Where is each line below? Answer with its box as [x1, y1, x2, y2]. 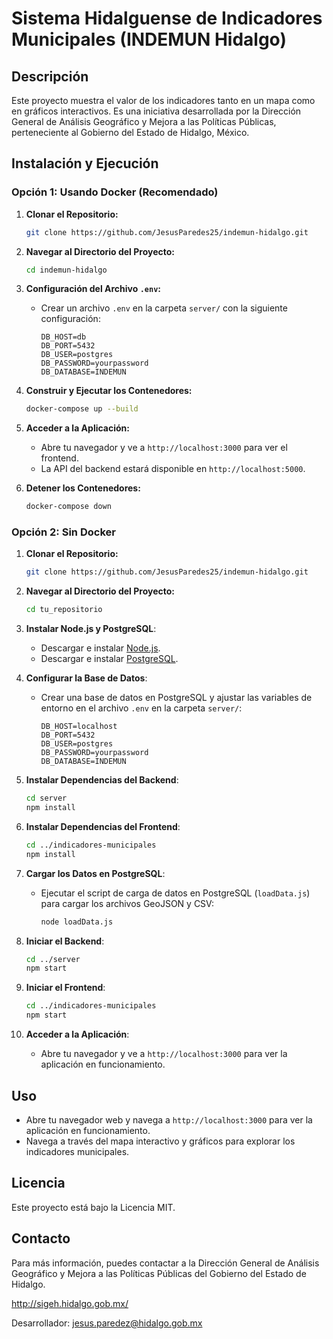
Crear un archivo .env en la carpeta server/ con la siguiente [40, 302, 288, 314]
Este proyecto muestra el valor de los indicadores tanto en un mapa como [11, 95, 316, 106]
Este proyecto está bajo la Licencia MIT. [11, 1201, 176, 1213]
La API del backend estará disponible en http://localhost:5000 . [40, 463, 306, 475]
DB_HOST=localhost [40, 722, 118, 732]
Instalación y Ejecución [11, 155, 159, 172]
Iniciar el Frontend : [25, 982, 106, 994]
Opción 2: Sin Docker [11, 525, 116, 539]
